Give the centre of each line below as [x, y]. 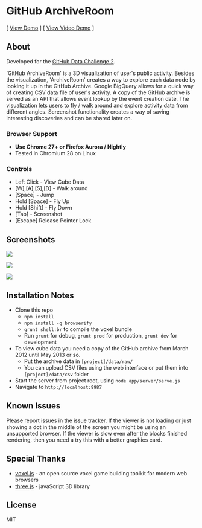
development [40, 342]
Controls [19, 169]
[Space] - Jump [35, 195]
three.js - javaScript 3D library [52, 486]
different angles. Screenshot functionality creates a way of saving [88, 111]
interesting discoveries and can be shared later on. [69, 118]
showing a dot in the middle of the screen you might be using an [86, 427]
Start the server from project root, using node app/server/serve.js [98, 380]
